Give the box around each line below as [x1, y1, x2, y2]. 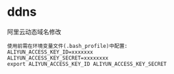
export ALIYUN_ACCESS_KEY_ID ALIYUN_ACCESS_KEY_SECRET [7, 60, 167, 67]
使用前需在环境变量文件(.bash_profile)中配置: [7, 42, 128, 49]
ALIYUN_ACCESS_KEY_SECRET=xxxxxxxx [7, 54, 109, 62]
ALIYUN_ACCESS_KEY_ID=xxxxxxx [7, 49, 94, 56]
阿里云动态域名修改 [7, 27, 62, 36]
